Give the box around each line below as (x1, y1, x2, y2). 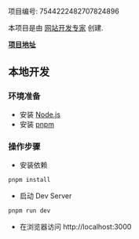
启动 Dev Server (19, 191, 72, 201)
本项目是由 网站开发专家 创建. (8, 24, 104, 33)
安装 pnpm (19, 119, 55, 129)
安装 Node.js (19, 110, 61, 119)
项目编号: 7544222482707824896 (8, 6, 119, 16)
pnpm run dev (8, 207, 51, 215)
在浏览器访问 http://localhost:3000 (19, 222, 132, 231)
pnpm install (8, 176, 51, 184)
